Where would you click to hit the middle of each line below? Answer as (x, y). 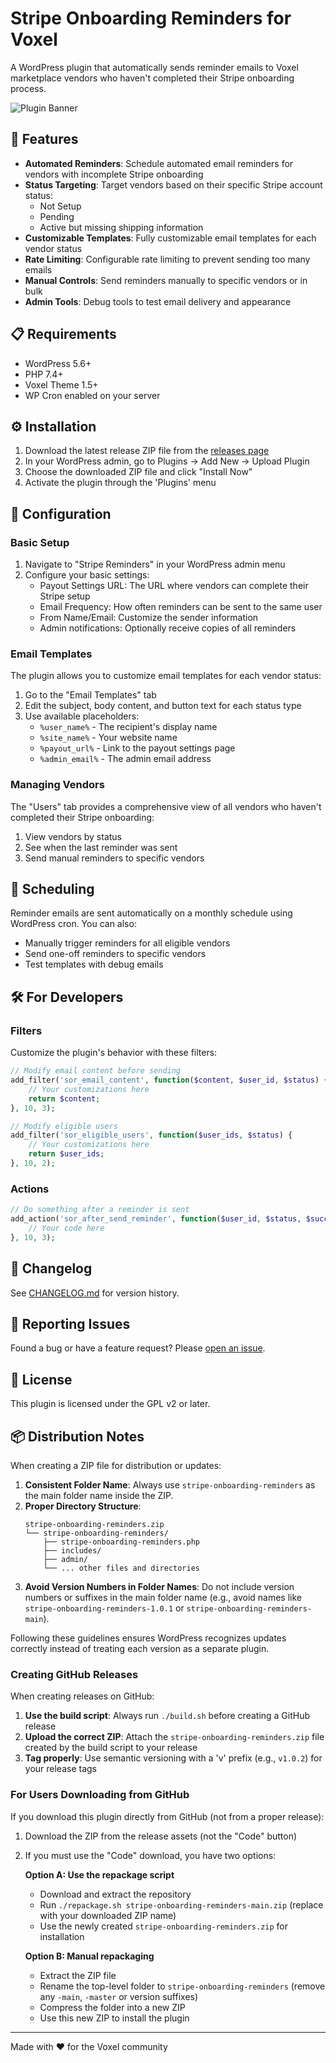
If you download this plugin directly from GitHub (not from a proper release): (167, 1816)
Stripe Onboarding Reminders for (151, 18)
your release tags (60, 1769)
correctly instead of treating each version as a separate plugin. (140, 1648)
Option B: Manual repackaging (89, 1956)
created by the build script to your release (111, 1748)
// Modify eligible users (64, 1126)
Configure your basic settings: (87, 575)
